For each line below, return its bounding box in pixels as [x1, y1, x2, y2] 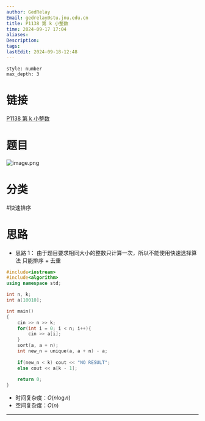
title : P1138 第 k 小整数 [6, 20, 69, 26]
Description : [6, 37, 40, 44]
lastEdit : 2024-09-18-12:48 [6, 49, 78, 55]
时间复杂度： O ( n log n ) [15, 394, 71, 401]
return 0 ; [17, 376, 43, 383]
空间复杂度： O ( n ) [15, 402, 59, 409]
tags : [6, 44, 20, 50]
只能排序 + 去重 [22, 257, 61, 264]
